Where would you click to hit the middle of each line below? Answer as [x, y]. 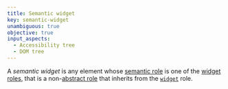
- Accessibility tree [44, 45]
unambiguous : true [33, 26]
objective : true [30, 33]
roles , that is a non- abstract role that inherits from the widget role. [100, 78]
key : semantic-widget [38, 20]
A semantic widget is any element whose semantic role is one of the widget [114, 71]
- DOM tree [29, 52]
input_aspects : [29, 39]
